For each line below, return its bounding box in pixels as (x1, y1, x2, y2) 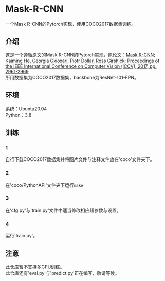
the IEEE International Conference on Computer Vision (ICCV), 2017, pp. (5, 63, 157, 69)
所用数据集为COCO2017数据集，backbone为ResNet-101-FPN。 (5, 74, 139, 81)
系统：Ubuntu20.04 (5, 106, 47, 112)
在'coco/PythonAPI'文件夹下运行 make (5, 182, 83, 188)
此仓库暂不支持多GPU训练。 (5, 264, 65, 270)
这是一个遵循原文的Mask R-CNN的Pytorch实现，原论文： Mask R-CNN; (5, 52, 155, 58)
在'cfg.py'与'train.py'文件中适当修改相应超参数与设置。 (5, 207, 121, 213)
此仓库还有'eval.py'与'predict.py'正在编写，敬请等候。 (5, 270, 120, 276)
